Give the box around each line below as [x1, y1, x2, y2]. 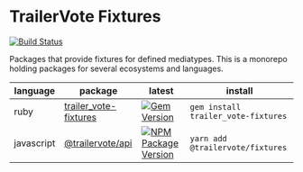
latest [148, 84, 174, 96]
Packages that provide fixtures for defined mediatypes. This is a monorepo [9, 53, 288, 64]
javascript [14, 137, 56, 149]
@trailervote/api [64, 137, 133, 149]
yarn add [189, 133, 227, 143]
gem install [189, 102, 242, 112]
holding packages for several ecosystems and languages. [9, 63, 224, 74]
